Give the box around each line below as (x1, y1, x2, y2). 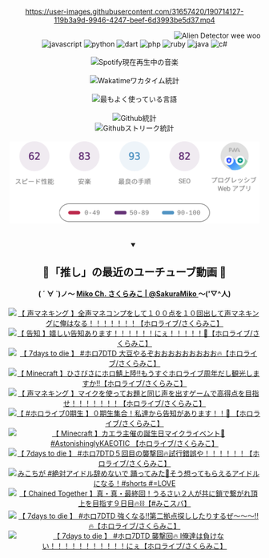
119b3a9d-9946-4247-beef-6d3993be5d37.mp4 (54, 15, 215, 25)
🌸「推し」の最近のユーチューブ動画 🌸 (42, 265, 227, 279)
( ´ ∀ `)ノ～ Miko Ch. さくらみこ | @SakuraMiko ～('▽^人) (38, 289, 231, 299)
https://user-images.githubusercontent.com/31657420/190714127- (25, 7, 244, 16)
